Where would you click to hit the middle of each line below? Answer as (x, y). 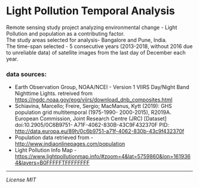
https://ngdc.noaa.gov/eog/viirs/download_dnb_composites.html (94, 100)
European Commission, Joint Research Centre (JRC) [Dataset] (91, 119)
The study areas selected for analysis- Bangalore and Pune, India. (86, 40)
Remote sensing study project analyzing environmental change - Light (92, 27)
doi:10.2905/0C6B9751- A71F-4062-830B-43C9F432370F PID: (92, 125)
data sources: (26, 74)
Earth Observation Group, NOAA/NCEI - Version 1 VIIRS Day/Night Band (102, 87)
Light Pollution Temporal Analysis (91, 11)
